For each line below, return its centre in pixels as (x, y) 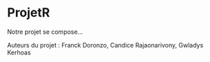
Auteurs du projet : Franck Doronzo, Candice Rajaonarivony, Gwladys (105, 45)
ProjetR (29, 13)
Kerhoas (19, 52)
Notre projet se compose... (45, 32)
